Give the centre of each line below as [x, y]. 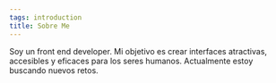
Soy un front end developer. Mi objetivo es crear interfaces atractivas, [138, 51]
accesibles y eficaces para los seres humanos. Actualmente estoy [131, 61]
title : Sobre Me [39, 26]
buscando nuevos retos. [54, 70]
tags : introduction [46, 17]
